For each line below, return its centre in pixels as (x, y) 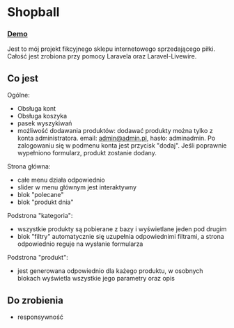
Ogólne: (18, 95)
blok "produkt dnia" (45, 202)
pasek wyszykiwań (45, 123)
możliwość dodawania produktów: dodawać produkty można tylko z (115, 131)
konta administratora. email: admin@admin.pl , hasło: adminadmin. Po (116, 138)
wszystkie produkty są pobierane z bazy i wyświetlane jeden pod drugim (122, 229)
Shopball (33, 12)
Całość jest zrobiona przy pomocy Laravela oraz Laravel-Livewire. (102, 56)
